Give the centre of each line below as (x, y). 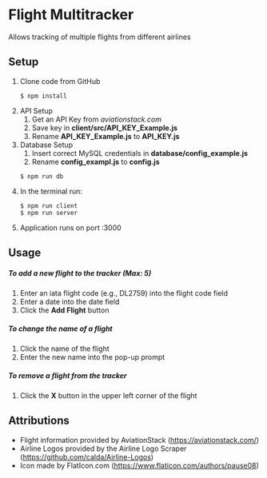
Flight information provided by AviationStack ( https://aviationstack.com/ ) (139, 440)
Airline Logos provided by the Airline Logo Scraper (103, 448)
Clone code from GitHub (60, 81)
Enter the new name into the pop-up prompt (92, 357)
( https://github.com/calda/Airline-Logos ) (87, 456)
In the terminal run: (51, 191)
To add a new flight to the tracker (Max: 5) (80, 273)
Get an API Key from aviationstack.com (97, 119)
